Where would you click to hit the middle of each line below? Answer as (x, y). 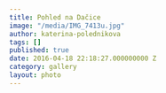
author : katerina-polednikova (65, 34)
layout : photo (36, 75)
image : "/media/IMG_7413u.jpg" (67, 26)
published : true (39, 50)
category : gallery (43, 67)
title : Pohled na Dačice (55, 17)
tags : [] (25, 42)
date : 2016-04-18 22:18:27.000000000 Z (83, 58)
